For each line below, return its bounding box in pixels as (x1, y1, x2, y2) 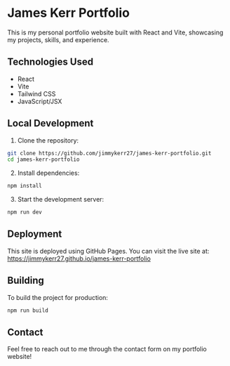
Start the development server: (17, 195, 104, 204)
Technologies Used (7, 56, 93, 68)
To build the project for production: (7, 293, 109, 301)
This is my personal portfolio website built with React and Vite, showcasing (7, 28, 224, 37)
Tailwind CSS (17, 89, 56, 98)
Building (7, 275, 44, 287)
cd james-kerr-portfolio (7, 156, 80, 163)
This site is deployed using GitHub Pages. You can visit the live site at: (7, 247, 210, 255)
